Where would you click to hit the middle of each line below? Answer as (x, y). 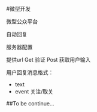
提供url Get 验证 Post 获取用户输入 (48, 60)
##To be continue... (31, 103)
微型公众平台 (22, 22)
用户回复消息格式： (30, 72)
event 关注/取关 (34, 91)
